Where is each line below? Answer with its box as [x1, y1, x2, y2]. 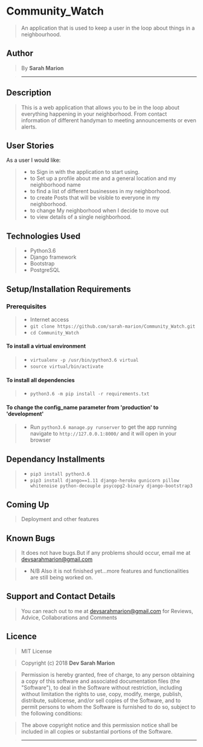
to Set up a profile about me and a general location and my [30, 174, 176, 182]
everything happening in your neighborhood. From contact [21, 110, 167, 118]
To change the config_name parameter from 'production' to [6, 403, 159, 411]
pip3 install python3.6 [30, 471, 91, 477]
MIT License [21, 647, 53, 655]
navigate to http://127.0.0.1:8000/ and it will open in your [30, 430, 177, 437]
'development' [6, 410, 44, 417]
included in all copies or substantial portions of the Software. [21, 728, 173, 735]
